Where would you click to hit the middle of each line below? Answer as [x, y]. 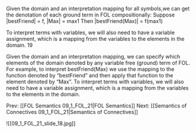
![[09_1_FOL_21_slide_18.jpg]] [41, 123]
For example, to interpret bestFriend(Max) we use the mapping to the [90, 69]
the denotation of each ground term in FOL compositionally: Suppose [91, 15]
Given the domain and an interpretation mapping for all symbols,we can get [98, 9]
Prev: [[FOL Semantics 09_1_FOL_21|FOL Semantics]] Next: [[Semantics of [97, 106]
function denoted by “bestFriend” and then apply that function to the [90, 75]
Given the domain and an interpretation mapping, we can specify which [93, 56]
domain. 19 [20, 45]
